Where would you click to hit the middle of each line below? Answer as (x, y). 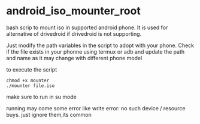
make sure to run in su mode (41, 97)
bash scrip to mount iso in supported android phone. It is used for (87, 27)
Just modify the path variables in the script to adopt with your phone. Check (100, 45)
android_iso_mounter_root (73, 11)
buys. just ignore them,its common (49, 114)
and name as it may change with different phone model (74, 58)
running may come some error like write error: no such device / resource (96, 108)
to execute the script (32, 69)
